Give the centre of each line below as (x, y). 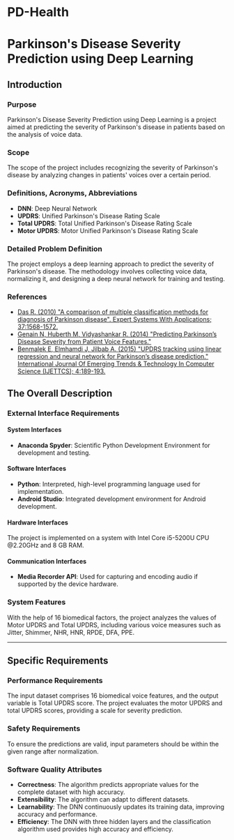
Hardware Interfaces (38, 522)
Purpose (22, 104)
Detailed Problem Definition (55, 248)
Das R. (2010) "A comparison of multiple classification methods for (113, 312)
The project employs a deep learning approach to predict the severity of (111, 264)
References (27, 297)
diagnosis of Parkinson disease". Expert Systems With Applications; (115, 320)
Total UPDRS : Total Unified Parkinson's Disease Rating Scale (105, 223)
